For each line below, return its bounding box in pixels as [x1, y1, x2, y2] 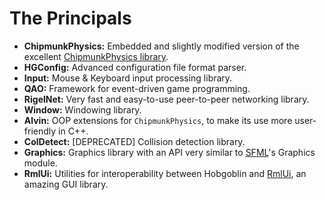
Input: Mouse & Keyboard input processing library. [23, 72, 233, 84]
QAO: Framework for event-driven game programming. [23, 82, 251, 94]
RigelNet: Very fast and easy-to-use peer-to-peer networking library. [23, 93, 310, 105]
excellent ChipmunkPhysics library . [23, 50, 169, 62]
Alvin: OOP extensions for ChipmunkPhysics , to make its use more [23, 114, 293, 126]
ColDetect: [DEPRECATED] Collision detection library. [23, 135, 246, 147]
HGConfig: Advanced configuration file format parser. [23, 61, 247, 73]
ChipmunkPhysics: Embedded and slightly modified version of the [23, 40, 300, 52]
